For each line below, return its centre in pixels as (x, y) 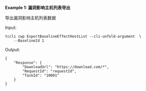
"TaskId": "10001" (41, 76)
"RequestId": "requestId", (50, 71)
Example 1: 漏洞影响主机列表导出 (38, 8)
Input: (11, 28)
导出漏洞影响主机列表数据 (30, 18)
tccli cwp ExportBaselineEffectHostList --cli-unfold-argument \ (73, 36)
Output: (13, 50)
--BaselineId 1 (29, 41)
